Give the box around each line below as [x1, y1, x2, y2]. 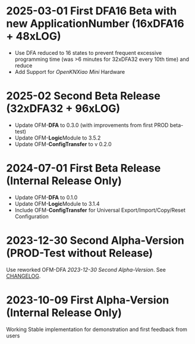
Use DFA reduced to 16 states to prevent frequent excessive [14, 49, 162, 56]
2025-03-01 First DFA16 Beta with [6, 4, 177, 18]
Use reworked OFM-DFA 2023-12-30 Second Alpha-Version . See [6, 266, 166, 273]
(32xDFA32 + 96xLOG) [6, 102, 121, 116]
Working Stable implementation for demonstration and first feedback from [6, 326, 187, 333]
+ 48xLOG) [6, 30, 61, 43]
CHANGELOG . [6, 272, 41, 280]
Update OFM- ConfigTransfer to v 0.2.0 [14, 140, 112, 147]
